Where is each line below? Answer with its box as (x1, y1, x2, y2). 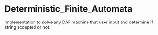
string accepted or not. (4, 24, 51, 30)
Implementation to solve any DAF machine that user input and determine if (4, 19, 154, 25)
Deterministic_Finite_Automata (4, 3, 133, 14)
